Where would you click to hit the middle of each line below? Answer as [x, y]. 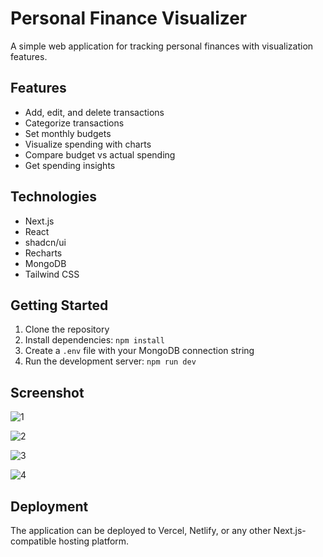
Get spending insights [70, 165]
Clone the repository [67, 329]
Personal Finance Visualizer [129, 18]
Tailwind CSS [52, 274]
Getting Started [59, 305]
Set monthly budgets [68, 133]
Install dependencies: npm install [94, 340]
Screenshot [47, 392]
